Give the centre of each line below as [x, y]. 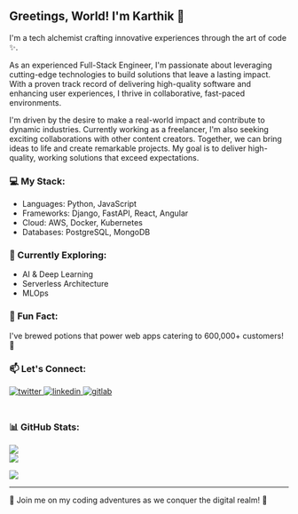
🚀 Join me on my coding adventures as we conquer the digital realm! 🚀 [138, 500]
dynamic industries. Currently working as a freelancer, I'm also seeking [139, 129]
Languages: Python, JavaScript [79, 204]
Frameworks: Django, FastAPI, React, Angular [105, 213]
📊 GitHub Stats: [44, 427]
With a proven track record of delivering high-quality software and [130, 83]
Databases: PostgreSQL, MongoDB [86, 233]
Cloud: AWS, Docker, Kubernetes [82, 223]
